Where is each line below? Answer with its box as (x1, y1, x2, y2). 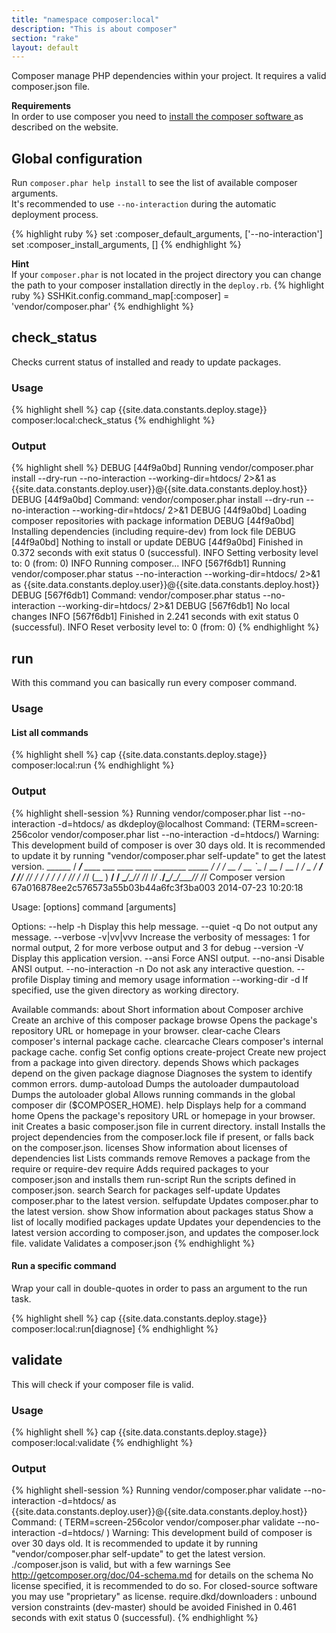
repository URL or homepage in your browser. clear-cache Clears (11, 1024, 281, 1036)
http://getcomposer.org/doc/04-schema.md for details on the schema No (11, 1569, 314, 1581)
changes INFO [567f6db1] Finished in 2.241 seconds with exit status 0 (11, 611, 299, 623)
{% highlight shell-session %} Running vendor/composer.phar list (11, 807, 281, 819)
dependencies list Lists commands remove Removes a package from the (11, 1152, 311, 1164)
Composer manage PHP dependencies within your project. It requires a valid (11, 70, 327, 82)
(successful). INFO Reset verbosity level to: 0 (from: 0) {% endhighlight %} (11, 621, 320, 633)
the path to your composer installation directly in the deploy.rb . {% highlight (11, 279, 325, 291)
